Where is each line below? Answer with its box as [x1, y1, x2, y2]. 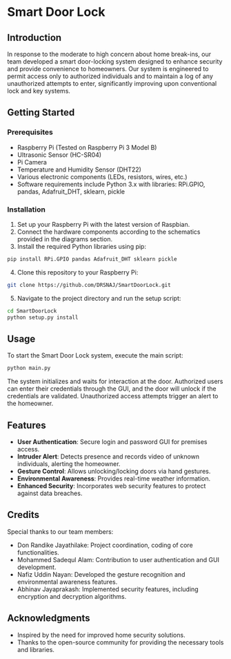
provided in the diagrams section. [17, 234, 112, 243]
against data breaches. [17, 489, 83, 497]
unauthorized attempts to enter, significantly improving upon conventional [7, 80, 217, 87]
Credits [7, 509, 40, 521]
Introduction [7, 32, 62, 44]
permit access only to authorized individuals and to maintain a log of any [7, 72, 214, 80]
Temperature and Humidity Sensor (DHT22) [17, 165, 141, 174]
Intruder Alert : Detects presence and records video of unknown [17, 452, 200, 461]
